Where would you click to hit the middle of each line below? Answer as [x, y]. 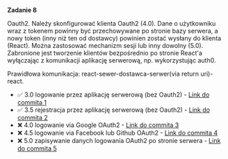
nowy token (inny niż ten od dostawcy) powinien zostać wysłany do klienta [114, 38]
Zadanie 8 [22, 10]
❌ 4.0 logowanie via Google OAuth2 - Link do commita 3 [98, 125]
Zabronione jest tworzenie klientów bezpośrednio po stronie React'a [105, 53]
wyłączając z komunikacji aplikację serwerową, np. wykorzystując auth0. [112, 60]
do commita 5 [37, 148]
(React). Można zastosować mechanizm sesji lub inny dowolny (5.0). [105, 45]
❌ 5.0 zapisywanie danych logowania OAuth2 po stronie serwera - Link [119, 141]
